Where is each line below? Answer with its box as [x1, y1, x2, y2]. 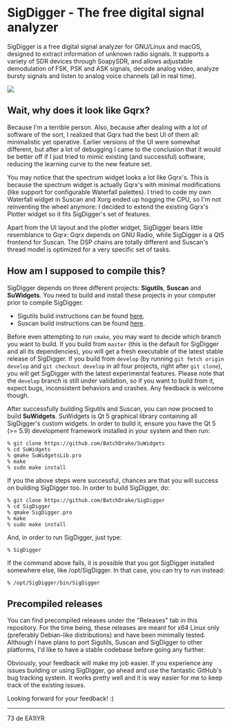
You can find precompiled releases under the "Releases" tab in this [7, 616, 198, 624]
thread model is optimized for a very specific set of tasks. [7, 245, 171, 253]
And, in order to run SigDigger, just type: [7, 533, 122, 542]
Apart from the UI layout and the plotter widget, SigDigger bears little [7, 223, 203, 231]
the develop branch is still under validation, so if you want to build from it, [7, 376, 215, 385]
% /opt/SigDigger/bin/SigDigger [7, 579, 100, 586]
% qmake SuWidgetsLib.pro [7, 452, 81, 459]
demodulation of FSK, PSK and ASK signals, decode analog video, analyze [7, 64, 219, 73]
